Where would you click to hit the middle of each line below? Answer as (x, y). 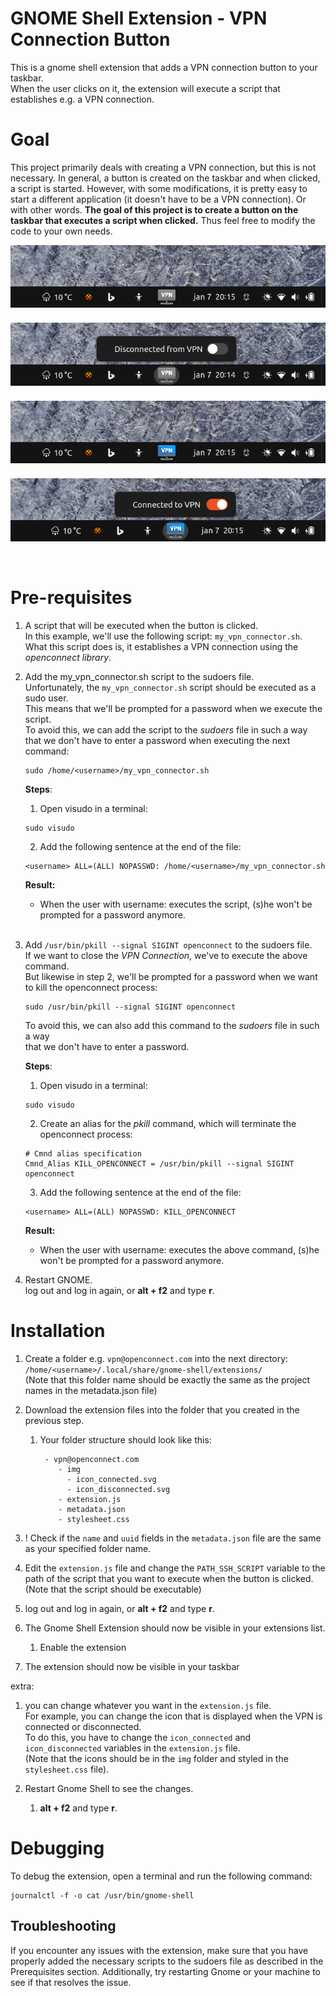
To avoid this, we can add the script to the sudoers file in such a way (166, 729)
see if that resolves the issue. (71, 1982)
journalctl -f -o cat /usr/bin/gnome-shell (102, 1895)
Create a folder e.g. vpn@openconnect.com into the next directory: (156, 1358)
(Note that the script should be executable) (113, 1589)
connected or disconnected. (83, 1726)
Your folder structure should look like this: (125, 1439)
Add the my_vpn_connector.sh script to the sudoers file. (139, 676)
